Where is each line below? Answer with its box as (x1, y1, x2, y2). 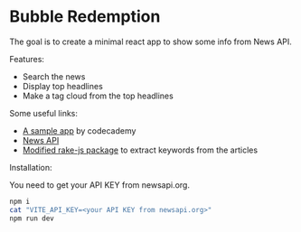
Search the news (22, 70, 86, 82)
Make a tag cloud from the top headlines (22, 90, 174, 101)
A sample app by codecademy (22, 125, 136, 136)
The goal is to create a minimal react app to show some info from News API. (9, 36, 292, 47)
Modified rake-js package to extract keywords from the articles (22, 144, 259, 155)
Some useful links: (9, 107, 79, 118)
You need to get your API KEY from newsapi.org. (9, 179, 190, 190)
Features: (9, 53, 45, 64)
